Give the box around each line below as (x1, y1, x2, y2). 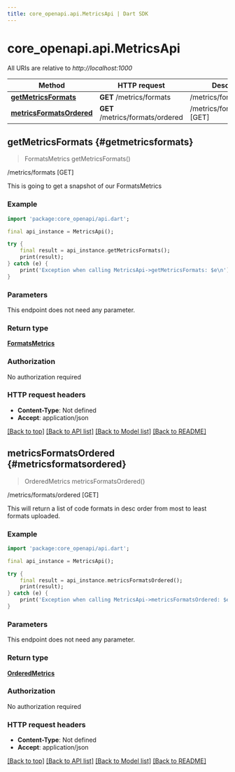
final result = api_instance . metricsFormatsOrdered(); (20, 576, 183, 584)
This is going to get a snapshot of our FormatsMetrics (7, 182, 162, 190)
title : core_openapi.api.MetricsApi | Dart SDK (7, 10, 149, 18)
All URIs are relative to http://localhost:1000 (7, 64, 133, 72)
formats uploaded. (7, 511, 61, 520)
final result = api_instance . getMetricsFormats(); (20, 247, 171, 255)
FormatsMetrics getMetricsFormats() (24, 155, 131, 163)
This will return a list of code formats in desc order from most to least (7, 504, 207, 513)
